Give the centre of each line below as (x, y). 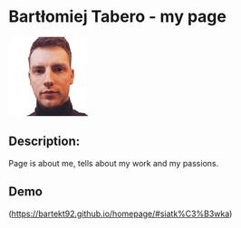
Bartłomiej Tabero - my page (118, 17)
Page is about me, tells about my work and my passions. (114, 163)
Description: (44, 142)
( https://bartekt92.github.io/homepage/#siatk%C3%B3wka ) (120, 214)
